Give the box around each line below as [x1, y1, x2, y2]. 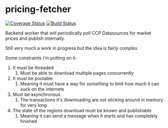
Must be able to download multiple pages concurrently [20, 70, 134, 76]
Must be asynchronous [12, 91, 61, 97]
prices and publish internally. [5, 35, 66, 41]
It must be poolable [12, 75, 53, 81]
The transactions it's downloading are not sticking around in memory [20, 97, 163, 103]
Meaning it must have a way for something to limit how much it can [20, 81, 159, 87]
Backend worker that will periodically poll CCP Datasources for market [5, 30, 151, 36]
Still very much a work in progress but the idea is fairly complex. [5, 45, 139, 51]
